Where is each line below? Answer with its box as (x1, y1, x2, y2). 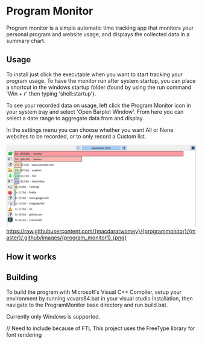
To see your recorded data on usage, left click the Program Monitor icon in (6, 102, 191, 109)
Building (6, 272, 38, 282)
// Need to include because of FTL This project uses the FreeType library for (6, 325, 195, 332)
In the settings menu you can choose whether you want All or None (6, 126, 174, 134)
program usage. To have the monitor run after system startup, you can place (6, 77, 196, 84)
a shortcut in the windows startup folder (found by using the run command (6, 83, 192, 91)
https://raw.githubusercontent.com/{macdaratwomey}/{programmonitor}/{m (6, 228, 196, 235)
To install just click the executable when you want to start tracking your (6, 71, 183, 78)
